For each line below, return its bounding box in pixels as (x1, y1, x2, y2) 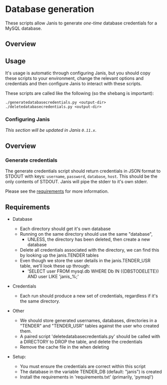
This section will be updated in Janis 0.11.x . (5, 127, 96, 133)
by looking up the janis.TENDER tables (19, 252, 99, 258)
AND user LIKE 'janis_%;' (27, 273, 79, 279)
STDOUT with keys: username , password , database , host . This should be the (5, 173, 157, 179)
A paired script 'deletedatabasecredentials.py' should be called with (19, 333, 160, 339)
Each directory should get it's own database (19, 226, 111, 232)
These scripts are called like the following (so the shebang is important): (5, 90, 154, 96)
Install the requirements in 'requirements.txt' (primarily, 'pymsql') (19, 374, 153, 380)
